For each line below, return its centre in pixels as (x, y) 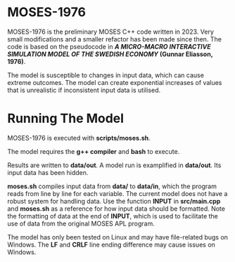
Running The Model (66, 118)
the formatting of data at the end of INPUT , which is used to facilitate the (113, 216)
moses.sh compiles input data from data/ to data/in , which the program (112, 186)
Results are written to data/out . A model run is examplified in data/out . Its (114, 165)
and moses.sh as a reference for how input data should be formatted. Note (116, 209)
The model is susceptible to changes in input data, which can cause (106, 75)
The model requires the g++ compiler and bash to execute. (94, 151)
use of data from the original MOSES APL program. (81, 223)
